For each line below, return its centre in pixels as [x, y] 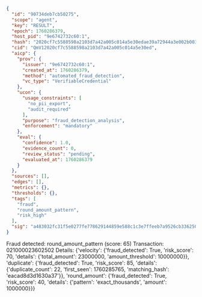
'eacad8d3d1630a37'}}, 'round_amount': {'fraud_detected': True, [87, 275]
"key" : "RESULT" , [33, 25]
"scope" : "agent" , [35, 20]
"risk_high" [32, 216]
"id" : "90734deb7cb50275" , [45, 14]
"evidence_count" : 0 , [49, 148]
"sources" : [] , [31, 176]
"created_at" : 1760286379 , [56, 70]
